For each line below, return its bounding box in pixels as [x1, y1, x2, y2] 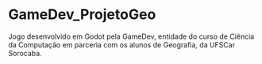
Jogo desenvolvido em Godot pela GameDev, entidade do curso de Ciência [8, 32, 255, 41]
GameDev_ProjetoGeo [8, 6, 156, 24]
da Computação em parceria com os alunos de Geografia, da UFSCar [8, 40, 236, 49]
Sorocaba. [8, 48, 42, 58]
